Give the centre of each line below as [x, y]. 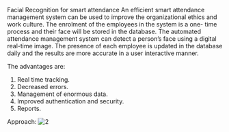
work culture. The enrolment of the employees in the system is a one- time [112, 24]
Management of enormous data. [62, 94]
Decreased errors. [43, 87]
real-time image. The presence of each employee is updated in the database [115, 46]
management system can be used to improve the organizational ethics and [112, 17]
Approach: [22, 121]
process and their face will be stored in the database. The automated [104, 31]
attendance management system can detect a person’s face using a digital [112, 39]
